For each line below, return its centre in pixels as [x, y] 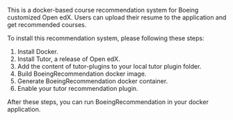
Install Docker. [38, 52]
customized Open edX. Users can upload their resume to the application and [117, 17]
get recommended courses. [47, 25]
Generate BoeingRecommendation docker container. [93, 81]
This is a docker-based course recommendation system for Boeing [103, 10]
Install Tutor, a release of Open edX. [69, 59]
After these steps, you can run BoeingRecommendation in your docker [108, 102]
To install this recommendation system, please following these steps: [106, 38]
